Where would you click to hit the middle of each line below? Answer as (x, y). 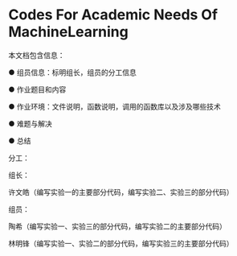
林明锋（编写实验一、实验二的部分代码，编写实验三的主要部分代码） (121, 243)
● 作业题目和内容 (37, 89)
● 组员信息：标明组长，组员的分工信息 (72, 72)
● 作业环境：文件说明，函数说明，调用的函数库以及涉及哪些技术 (114, 106)
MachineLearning (68, 32)
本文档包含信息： (37, 55)
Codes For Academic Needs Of (113, 15)
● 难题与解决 (30, 123)
